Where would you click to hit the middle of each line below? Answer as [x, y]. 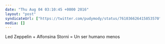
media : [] [15, 23]
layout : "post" [21, 14]
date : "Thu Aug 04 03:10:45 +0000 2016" [47, 9]
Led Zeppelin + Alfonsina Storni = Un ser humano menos [63, 37]
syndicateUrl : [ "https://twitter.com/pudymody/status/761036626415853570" [83, 18]
